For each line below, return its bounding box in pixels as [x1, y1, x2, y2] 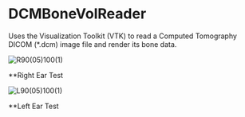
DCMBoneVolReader [8, 5, 147, 23]
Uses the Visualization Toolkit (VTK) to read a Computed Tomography [8, 31, 238, 41]
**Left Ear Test [8, 101, 59, 111]
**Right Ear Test [8, 70, 64, 80]
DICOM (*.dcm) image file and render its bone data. [8, 39, 177, 49]
